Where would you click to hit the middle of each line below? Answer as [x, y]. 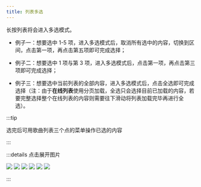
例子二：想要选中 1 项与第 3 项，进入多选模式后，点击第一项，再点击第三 [105, 63]
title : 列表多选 [25, 12]
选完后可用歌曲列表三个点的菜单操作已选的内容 [64, 130]
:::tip [12, 117]
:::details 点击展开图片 [33, 155]
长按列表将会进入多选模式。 [41, 29]
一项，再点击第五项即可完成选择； [84, 50]
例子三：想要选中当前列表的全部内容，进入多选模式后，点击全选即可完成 [104, 83]
